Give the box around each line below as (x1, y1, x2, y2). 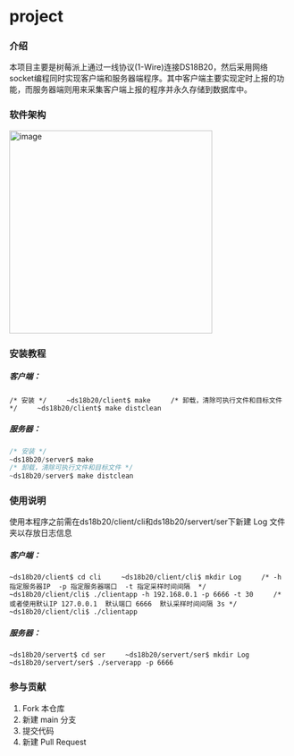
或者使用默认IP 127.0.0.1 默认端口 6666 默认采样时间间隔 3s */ (9, 599, 238, 609)
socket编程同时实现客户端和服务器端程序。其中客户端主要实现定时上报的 (9, 73, 277, 84)
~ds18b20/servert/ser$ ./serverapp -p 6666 (9, 658, 174, 667)
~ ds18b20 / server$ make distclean (9, 471, 134, 480)
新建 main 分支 (21, 714, 77, 725)
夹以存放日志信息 (9, 528, 72, 539)
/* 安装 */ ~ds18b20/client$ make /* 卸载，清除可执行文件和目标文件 (9, 395, 283, 404)
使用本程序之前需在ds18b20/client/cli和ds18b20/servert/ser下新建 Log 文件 (9, 516, 286, 527)
